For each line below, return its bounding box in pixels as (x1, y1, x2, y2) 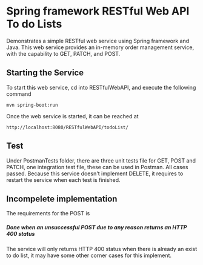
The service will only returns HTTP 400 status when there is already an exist (6, 246, 198, 253)
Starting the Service (6, 68, 84, 78)
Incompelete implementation (6, 193, 118, 204)
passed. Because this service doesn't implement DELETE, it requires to (6, 170, 184, 177)
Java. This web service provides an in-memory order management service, (6, 44, 195, 51)
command (6, 90, 32, 98)
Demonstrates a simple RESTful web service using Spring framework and (6, 37, 190, 44)
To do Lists (6, 17, 62, 31)
